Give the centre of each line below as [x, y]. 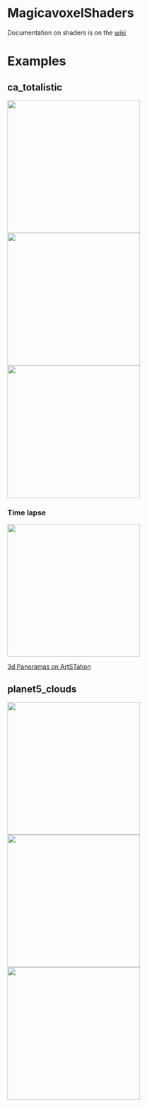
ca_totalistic [35, 87]
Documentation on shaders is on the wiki [67, 33]
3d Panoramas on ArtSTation [49, 667]
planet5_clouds [42, 689]
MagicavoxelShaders [71, 13]
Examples [37, 61]
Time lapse [27, 512]
